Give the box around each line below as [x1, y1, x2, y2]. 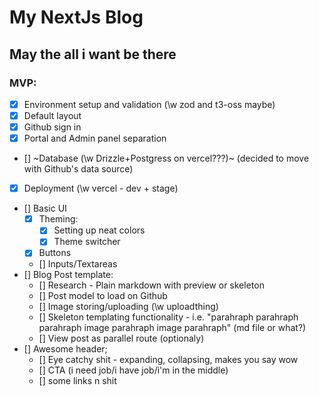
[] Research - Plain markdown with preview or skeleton [38, 279, 265, 291]
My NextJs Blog [9, 6, 144, 29]
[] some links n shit [38, 375, 117, 387]
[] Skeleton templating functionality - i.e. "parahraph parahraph [38, 311, 299, 323]
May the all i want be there [9, 46, 177, 63]
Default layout [23, 109, 82, 121]
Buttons [38, 247, 72, 259]
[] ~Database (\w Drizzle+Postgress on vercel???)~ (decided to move [23, 152, 310, 165]
